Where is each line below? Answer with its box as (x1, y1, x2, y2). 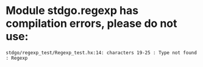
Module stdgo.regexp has (5, 4, 138, 18)
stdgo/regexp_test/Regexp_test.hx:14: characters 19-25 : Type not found (5, 49, 198, 55)
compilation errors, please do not (5, 16, 177, 30)
